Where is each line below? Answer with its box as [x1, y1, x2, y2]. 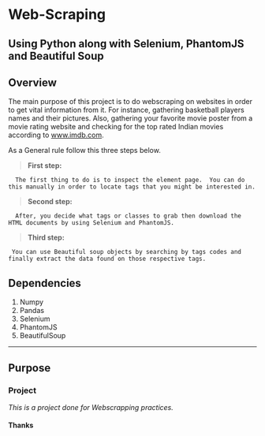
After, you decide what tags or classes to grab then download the [15, 212, 242, 220]
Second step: [27, 197, 73, 207]
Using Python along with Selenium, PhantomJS [8, 37, 244, 50]
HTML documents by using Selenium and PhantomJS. [8, 219, 175, 227]
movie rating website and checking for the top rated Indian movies [8, 122, 224, 132]
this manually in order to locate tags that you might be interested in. [8, 183, 256, 191]
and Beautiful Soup [8, 49, 104, 62]
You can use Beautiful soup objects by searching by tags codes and [11, 248, 242, 256]
